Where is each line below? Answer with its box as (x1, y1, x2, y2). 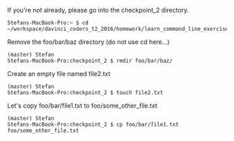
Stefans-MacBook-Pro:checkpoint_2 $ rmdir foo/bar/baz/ (7, 57, 173, 64)
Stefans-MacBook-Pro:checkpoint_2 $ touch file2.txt (7, 89, 164, 96)
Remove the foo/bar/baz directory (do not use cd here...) (7, 38, 170, 46)
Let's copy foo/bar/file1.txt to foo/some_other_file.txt (7, 101, 158, 110)
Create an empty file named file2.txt (7, 70, 111, 77)
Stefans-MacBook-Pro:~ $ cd (7, 20, 89, 27)
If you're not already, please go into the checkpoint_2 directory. (7, 6, 189, 14)
